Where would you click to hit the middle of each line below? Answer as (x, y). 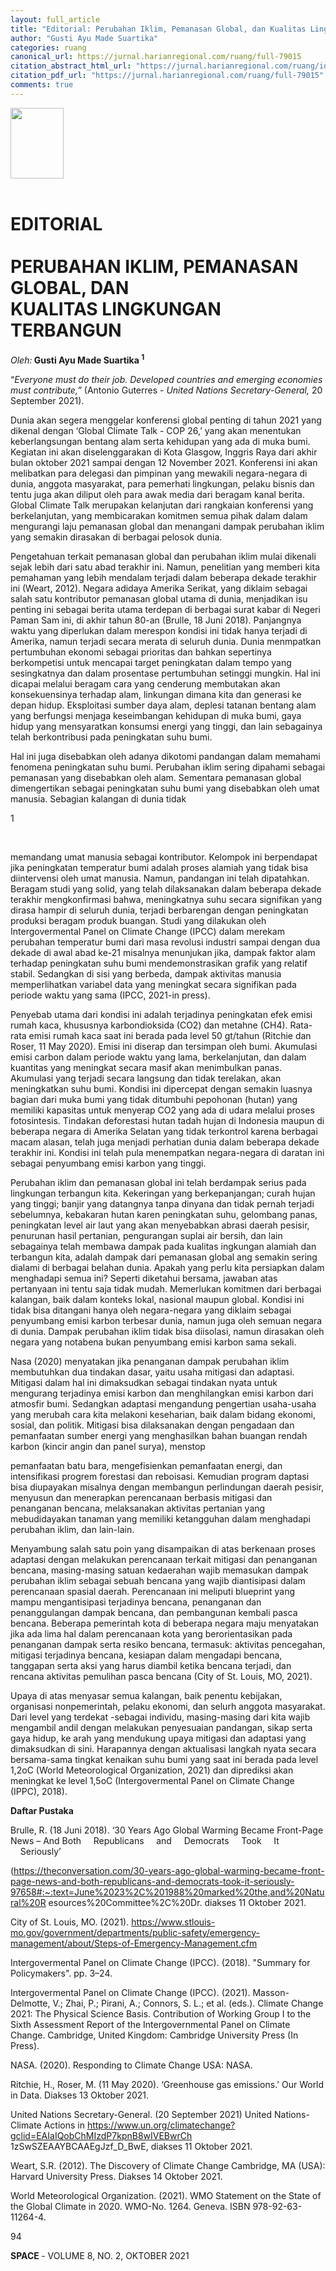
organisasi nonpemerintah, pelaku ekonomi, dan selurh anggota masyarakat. (168, 1706)
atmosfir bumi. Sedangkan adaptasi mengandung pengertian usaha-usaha (163, 1403)
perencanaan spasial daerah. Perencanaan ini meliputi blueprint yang (153, 1591)
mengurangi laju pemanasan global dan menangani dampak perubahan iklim (167, 526)
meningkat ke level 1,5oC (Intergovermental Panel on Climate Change (152, 1780)
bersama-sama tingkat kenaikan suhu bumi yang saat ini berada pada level (164, 1759)
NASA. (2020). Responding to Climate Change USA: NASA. (131, 2065)
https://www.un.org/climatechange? (161, 2125)
